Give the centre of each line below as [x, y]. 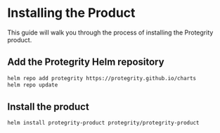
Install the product [48, 107]
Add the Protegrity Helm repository [86, 62]
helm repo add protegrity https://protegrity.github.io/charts [102, 78]
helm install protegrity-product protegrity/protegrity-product [103, 123]
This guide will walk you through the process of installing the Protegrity [110, 32]
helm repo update [33, 85]
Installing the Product [71, 13]
